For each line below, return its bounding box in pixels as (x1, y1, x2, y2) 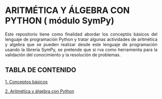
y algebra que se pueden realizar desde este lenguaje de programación (5, 41, 158, 47)
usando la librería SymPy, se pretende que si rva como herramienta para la (5, 47, 158, 52)
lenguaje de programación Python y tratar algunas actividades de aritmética (5, 36, 158, 42)
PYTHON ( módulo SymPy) (5, 15, 115, 26)
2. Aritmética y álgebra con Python (5, 88, 74, 94)
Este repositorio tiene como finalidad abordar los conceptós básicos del (5, 31, 158, 37)
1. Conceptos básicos (5, 79, 48, 84)
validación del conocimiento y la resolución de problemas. (5, 51, 121, 58)
